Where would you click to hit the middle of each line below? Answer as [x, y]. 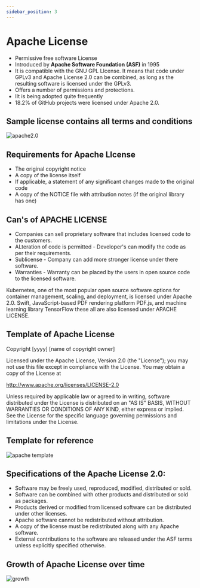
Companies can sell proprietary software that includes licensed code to [103, 234]
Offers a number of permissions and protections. [75, 90]
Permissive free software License [56, 58]
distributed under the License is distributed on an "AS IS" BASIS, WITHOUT [99, 402]
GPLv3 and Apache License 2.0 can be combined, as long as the [94, 77]
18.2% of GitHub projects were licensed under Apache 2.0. [87, 102]
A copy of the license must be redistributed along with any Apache [97, 526]
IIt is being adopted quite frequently [59, 96]
